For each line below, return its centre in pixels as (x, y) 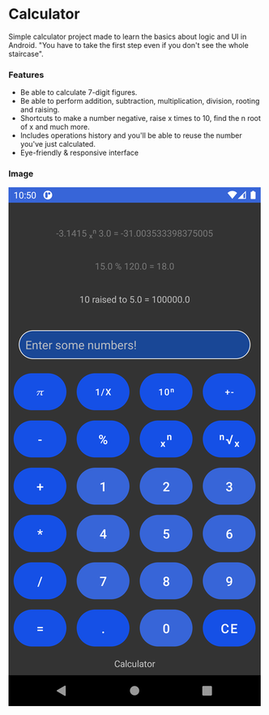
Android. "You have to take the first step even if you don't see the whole (128, 45)
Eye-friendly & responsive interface (79, 153)
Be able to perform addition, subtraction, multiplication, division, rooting (140, 101)
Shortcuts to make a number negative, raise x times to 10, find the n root (141, 118)
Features (26, 75)
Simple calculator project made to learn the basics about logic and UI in (128, 36)
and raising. (40, 109)
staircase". (26, 54)
